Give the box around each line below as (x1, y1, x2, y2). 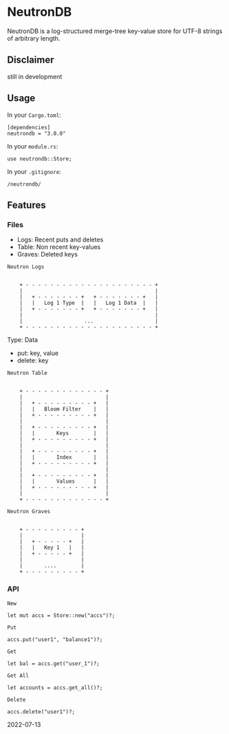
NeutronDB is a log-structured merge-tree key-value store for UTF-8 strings (7, 27, 223, 35)
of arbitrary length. (7, 34, 61, 42)
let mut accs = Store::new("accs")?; (7, 612, 116, 619)
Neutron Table (7, 369, 48, 377)
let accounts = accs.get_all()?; (7, 684, 103, 691)
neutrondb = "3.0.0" (7, 130, 67, 137)
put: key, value (17, 349, 59, 358)
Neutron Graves (7, 508, 51, 515)
